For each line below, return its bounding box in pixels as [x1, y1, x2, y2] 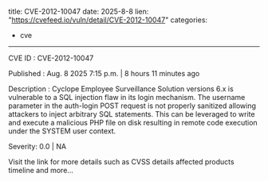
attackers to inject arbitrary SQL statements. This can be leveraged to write [8, 110, 255, 118]
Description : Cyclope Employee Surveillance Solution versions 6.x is [8, 84, 234, 94]
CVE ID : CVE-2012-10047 [8, 53, 94, 63]
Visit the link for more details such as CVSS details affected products [8, 157, 235, 166]
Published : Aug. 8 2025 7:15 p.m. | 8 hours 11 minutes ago [8, 69, 200, 78]
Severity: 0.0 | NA [8, 142, 66, 151]
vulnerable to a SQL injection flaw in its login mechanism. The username [8, 93, 246, 102]
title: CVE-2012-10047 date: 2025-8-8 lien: [8, 7, 149, 16]
